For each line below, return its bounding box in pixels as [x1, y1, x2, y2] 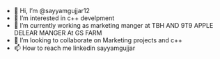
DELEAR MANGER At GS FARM [13, 28, 102, 37]
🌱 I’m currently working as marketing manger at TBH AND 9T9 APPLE [13, 22, 214, 29]
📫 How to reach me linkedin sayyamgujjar [13, 44, 136, 52]
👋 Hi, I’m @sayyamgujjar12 [13, 7, 91, 15]
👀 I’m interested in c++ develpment [13, 14, 115, 22]
